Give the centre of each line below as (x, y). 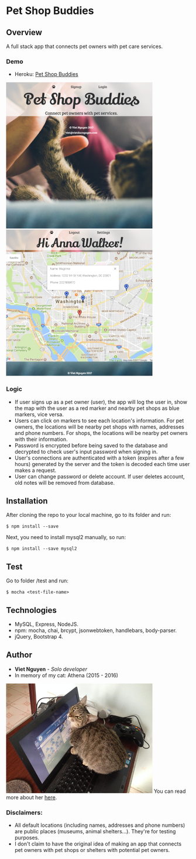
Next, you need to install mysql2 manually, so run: (66, 537)
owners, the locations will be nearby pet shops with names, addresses (99, 427)
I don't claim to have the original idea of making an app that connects (98, 844)
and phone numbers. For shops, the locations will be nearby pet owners (101, 433)
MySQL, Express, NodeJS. (47, 625)
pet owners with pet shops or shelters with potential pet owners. (92, 850)
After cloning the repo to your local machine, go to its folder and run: (89, 515)
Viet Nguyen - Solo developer (51, 669)
